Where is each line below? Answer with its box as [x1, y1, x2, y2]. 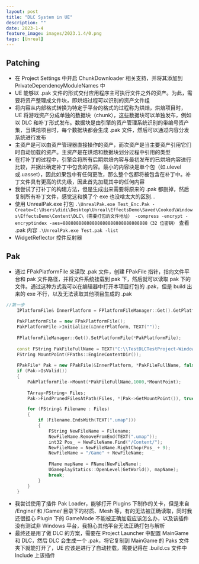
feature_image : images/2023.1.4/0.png [6, 31, 102, 37]
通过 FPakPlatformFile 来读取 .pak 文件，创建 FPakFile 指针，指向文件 [14, 268, 185, 275]
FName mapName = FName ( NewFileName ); [48, 461, 142, 468]
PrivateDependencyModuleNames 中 [14, 82, 105, 89]
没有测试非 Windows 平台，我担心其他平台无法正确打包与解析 [14, 522, 165, 530]
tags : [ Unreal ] [6, 36, 44, 42]
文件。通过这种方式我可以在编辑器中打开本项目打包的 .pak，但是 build [14, 282, 186, 290]
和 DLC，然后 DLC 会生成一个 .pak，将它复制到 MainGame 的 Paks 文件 [14, 537, 190, 544]
